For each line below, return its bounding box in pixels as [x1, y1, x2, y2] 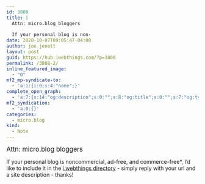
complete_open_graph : [6, 89, 62, 95]
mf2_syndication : [6, 100, 51, 106]
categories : [6, 111, 37, 117]
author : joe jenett [6, 43, 56, 50]
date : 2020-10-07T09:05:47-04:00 [6, 37, 92, 43]
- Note [12, 128, 29, 134]
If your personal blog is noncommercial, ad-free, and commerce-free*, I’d [6, 158, 191, 165]
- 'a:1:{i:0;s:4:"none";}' [12, 83, 81, 89]
